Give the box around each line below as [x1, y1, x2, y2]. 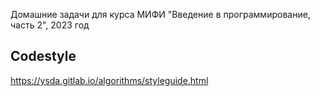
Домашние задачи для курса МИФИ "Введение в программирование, [10, 9, 311, 20]
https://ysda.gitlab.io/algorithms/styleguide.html [10, 74, 209, 86]
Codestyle [10, 48, 77, 65]
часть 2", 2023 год [10, 19, 90, 31]
